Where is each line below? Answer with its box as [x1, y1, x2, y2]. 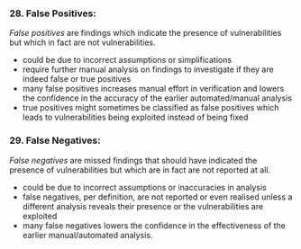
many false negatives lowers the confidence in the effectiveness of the [22, 219, 286, 231]
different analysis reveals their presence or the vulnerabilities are [22, 200, 264, 211]
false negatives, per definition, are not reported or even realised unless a [22, 191, 293, 202]
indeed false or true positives [22, 74, 132, 84]
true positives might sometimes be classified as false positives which [22, 102, 279, 113]
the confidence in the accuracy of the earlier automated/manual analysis [22, 93, 293, 103]
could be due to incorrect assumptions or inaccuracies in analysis [22, 182, 268, 192]
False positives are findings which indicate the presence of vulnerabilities [9, 28, 282, 39]
